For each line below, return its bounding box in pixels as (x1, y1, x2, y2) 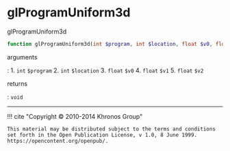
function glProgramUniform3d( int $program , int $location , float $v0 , (7, 40, 213, 47)
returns (7, 79, 28, 87)
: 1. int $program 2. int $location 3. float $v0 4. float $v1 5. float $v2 (7, 66, 204, 74)
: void (7, 92, 23, 100)
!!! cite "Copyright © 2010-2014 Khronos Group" (7, 112, 143, 120)
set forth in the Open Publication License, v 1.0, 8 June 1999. (7, 131, 197, 138)
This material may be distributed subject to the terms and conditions (7, 125, 216, 133)
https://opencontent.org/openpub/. (7, 137, 109, 144)
